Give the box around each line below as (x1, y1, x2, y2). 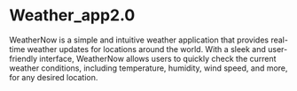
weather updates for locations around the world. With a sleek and (27, 43, 266, 54)
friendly (9, 53, 38, 64)
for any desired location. (9, 72, 98, 82)
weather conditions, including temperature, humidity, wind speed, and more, (9, 63, 288, 73)
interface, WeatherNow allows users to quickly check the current (39, 53, 277, 64)
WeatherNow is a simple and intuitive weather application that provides (9, 34, 269, 45)
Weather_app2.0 (9, 5, 136, 26)
